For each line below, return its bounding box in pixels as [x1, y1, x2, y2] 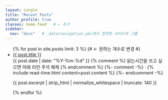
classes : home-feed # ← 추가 [5, 21, 70, 27]
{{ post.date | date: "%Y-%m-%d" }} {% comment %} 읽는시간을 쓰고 [12, 58, 157, 64]
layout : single [5, 7, 38, 13]
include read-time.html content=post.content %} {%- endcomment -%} [12, 70, 163, 76]
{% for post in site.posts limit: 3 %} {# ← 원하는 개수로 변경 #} [12, 46, 140, 52]
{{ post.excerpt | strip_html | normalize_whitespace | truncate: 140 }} [12, 80, 157, 86]
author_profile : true [5, 17, 52, 22]
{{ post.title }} [12, 52, 42, 58]
